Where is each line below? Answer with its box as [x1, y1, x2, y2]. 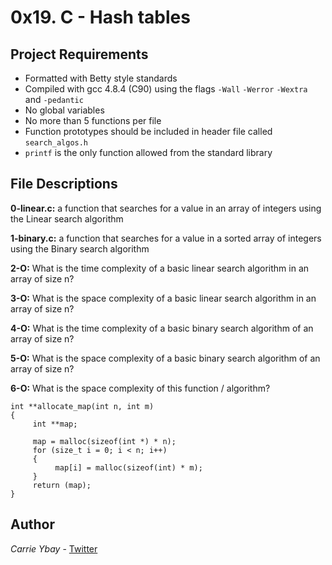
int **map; [32, 419, 78, 429]
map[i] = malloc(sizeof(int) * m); [54, 462, 203, 473]
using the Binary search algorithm [10, 242, 150, 255]
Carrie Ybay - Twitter [10, 542, 98, 555]
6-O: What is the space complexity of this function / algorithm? [10, 382, 271, 394]
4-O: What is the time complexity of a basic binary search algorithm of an [10, 322, 314, 334]
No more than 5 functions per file [24, 115, 162, 126]
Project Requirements [10, 46, 149, 63]
